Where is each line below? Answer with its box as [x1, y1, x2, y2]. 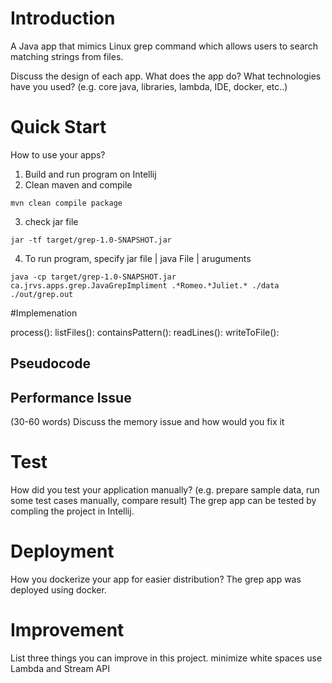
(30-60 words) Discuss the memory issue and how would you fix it [10, 416, 285, 428]
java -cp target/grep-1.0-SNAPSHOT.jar [10, 272, 177, 282]
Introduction [10, 7, 116, 30]
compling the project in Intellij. [10, 505, 135, 517]
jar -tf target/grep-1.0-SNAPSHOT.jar [10, 235, 172, 245]
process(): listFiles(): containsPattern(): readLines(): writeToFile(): [10, 326, 280, 338]
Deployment [10, 540, 115, 563]
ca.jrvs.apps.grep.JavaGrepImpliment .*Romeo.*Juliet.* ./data [10, 280, 280, 291]
